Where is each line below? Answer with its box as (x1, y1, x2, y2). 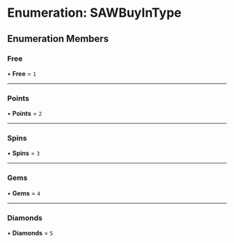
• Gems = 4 (7, 189, 40, 197)
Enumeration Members (7, 33, 109, 45)
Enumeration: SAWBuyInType (7, 5, 182, 21)
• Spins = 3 (7, 149, 40, 158)
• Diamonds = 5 (7, 229, 54, 237)
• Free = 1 (7, 69, 37, 78)
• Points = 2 (7, 110, 42, 118)
